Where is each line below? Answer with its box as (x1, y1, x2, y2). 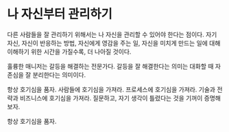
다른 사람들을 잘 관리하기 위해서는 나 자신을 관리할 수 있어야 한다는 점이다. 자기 (7, 30, 217, 38)
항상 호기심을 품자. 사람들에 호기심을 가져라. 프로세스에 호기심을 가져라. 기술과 (7, 85, 216, 93)
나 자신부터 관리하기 (7, 6, 113, 22)
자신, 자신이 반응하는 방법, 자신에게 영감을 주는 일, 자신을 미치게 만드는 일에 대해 (7, 38, 221, 47)
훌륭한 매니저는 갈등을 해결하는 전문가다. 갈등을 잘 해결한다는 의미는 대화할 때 (7, 62, 214, 70)
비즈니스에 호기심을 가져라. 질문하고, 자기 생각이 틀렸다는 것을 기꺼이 (19, 93, 203, 102)
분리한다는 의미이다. (32, 70, 86, 79)
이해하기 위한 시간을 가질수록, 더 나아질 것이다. (7, 47, 132, 56)
